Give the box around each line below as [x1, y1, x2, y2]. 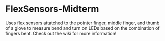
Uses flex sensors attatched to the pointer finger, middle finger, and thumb [5, 20, 160, 26]
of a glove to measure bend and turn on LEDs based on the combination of [5, 25, 160, 31]
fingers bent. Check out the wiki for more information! [5, 30, 117, 36]
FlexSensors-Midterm [5, 3, 99, 15]
